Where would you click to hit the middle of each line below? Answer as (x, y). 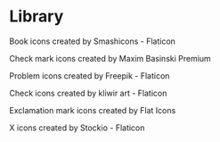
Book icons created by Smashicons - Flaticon (93, 41)
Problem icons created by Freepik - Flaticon (90, 75)
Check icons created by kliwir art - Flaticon (88, 93)
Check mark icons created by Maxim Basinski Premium (110, 58)
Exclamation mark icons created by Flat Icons (93, 110)
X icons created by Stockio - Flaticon (77, 128)
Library (37, 17)
